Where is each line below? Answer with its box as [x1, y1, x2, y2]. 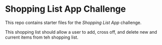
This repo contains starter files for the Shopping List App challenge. [5, 20, 142, 25]
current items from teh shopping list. [5, 34, 79, 40]
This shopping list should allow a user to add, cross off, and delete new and [5, 29, 158, 35]
